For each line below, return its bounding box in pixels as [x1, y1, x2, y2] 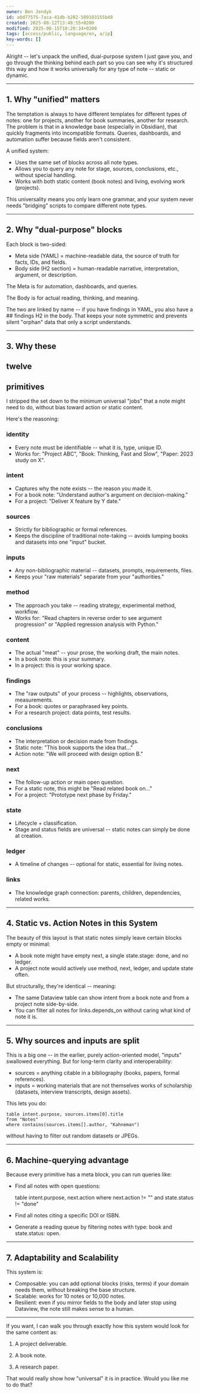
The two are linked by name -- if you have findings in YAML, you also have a [6, 306, 193, 313]
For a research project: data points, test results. [14, 709, 132, 716]
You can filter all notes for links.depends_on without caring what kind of [14, 1006, 191, 1014]
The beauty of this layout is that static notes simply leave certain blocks [6, 934, 182, 941]
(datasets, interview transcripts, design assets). [14, 1088, 132, 1096]
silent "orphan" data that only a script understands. [6, 318, 132, 325]
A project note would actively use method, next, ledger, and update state [14, 964, 193, 971]
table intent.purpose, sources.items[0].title [6, 1111, 124, 1117]
